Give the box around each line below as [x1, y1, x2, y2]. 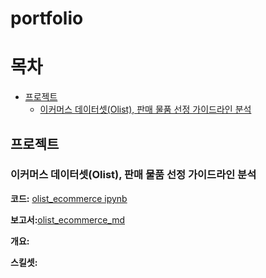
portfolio [10, 7, 84, 30]
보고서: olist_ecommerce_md [10, 213, 125, 226]
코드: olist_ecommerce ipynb [10, 192, 128, 204]
